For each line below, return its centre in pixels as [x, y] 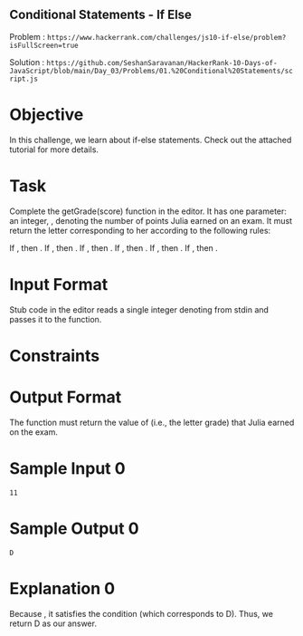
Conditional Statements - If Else [101, 15]
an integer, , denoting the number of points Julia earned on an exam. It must [151, 220]
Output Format [66, 397]
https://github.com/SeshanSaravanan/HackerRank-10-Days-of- [162, 63]
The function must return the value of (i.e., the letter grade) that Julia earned [152, 422]
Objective [47, 115]
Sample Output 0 [74, 528]
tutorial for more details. [54, 149]
